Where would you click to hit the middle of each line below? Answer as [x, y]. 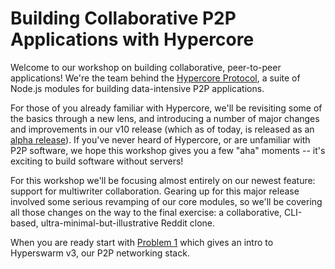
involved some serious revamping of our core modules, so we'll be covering [166, 201]
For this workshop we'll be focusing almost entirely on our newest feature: [163, 180]
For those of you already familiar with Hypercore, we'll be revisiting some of [166, 108]
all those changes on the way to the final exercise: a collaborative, [146, 212]
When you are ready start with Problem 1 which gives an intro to [142, 242]
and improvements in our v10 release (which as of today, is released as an [162, 129]
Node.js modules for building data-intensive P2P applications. [137, 88]
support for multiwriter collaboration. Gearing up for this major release [155, 191]
